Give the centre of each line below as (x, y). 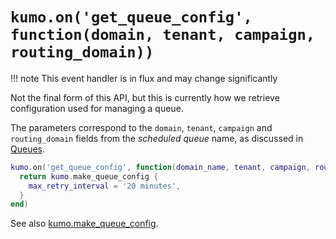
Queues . (28, 149)
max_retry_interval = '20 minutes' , (105, 186)
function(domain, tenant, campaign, (163, 35)
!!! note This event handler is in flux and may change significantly (144, 78)
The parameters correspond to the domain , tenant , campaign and (141, 127)
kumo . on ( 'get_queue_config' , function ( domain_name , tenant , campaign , (160, 167)
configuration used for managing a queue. (97, 108)
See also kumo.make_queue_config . (84, 224)
